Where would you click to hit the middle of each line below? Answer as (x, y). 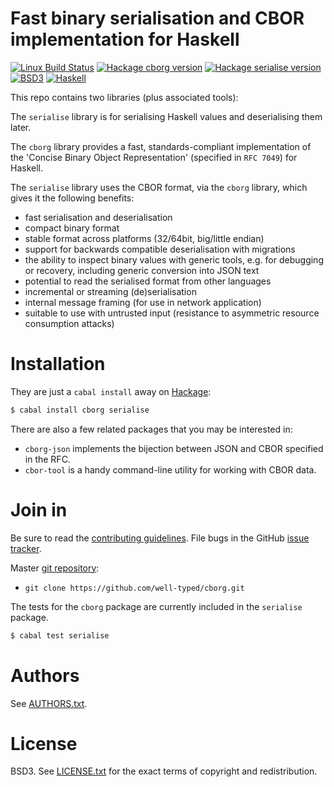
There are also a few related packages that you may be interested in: (151, 429)
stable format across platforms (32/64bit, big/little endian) (144, 238)
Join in (39, 509)
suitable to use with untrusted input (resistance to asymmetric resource (172, 313)
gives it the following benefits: (72, 198)
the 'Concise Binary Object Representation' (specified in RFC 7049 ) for (154, 157)
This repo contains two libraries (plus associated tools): (124, 97)
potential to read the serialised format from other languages (148, 281)
